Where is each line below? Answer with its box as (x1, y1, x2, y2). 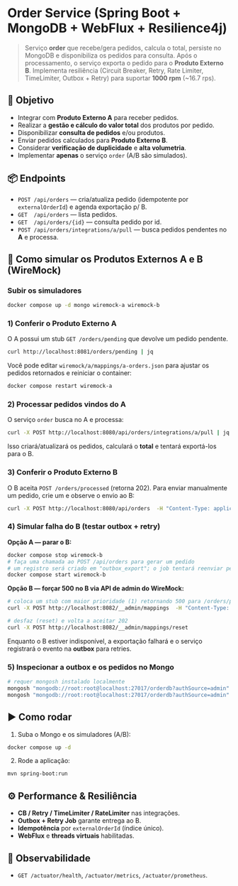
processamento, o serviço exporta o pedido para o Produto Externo (24, 58, 225, 67)
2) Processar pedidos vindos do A (7, 399, 126, 409)
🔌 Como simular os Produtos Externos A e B (7, 253, 203, 265)
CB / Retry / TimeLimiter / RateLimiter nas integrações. (17, 809, 181, 818)
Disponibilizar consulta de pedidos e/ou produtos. (17, 128, 165, 136)
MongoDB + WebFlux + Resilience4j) (7, 20, 228, 36)
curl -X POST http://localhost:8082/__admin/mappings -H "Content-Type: (7, 605, 230, 612)
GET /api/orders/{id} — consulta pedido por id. (17, 217, 162, 226)
